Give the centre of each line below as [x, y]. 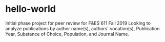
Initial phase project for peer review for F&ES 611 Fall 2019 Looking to [78, 23]
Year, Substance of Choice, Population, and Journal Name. [67, 34]
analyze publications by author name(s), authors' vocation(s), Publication [82, 28]
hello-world [31, 9]
